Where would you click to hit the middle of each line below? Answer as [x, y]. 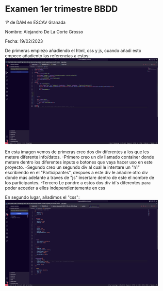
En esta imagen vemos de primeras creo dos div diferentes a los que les [77, 152]
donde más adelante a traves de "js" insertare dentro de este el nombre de [80, 178]
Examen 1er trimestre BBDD [61, 9]
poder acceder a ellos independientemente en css [55, 188]
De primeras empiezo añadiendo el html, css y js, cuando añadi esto [73, 50]
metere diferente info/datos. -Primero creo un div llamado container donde [80, 157]
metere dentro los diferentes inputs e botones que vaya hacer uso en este [79, 162]
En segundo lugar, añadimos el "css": [42, 197]
